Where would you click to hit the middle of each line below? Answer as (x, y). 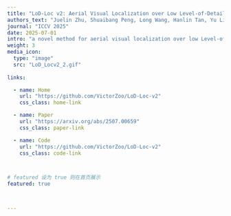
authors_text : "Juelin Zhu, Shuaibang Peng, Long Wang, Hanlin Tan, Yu (112, 20)
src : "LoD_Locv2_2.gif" (47, 65)
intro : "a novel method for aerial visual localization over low (102, 39)
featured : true (29, 184)
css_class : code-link (50, 153)
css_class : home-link (50, 103)
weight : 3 (21, 45)
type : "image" (33, 58)
